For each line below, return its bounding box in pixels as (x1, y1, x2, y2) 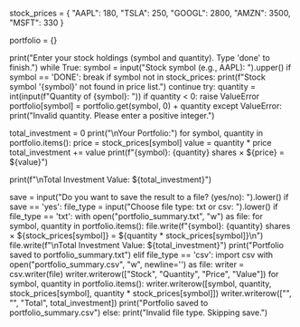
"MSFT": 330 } (9, 17, 64, 28)
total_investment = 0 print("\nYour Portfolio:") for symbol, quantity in (9, 128, 264, 139)
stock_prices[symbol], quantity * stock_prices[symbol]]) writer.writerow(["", (9, 288, 292, 298)
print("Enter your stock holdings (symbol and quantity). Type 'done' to (9, 53, 271, 63)
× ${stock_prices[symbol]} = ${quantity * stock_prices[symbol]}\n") (9, 230, 264, 241)
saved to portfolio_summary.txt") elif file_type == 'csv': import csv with (9, 249, 274, 260)
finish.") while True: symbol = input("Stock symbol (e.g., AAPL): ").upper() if (9, 63, 292, 72)
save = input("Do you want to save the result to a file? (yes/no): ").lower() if (9, 192, 289, 202)
